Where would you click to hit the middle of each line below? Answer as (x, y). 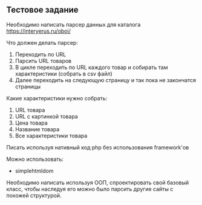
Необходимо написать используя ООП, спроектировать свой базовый (98, 182)
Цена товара (31, 123)
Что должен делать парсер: (42, 42)
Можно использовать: (35, 159)
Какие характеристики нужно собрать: (57, 98)
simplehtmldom (34, 171)
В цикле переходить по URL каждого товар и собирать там (91, 67)
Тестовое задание (42, 10)
